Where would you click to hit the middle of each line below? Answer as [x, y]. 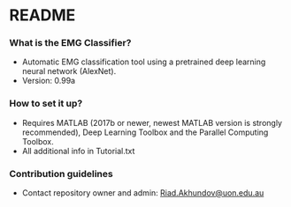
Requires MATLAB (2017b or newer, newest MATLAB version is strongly [152, 122]
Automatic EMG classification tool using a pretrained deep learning [144, 62]
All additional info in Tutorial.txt [78, 151]
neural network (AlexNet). [69, 71]
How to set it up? [46, 104]
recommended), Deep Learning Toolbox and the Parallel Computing [145, 132]
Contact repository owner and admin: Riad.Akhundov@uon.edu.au [143, 193]
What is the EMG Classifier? [70, 43]
